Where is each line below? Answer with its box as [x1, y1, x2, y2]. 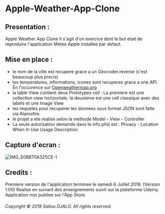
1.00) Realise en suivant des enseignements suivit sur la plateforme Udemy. [5, 187, 160, 193]
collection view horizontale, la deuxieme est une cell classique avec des [12, 95, 160, 101]
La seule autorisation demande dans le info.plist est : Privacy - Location [12, 121, 159, 127]
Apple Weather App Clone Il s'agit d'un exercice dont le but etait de [5, 36, 143, 42]
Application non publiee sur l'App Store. [5, 192, 86, 198]
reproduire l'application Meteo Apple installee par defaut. [5, 41, 122, 47]
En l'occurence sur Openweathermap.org [12, 84, 97, 90]
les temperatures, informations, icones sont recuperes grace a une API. [12, 79, 158, 85]
